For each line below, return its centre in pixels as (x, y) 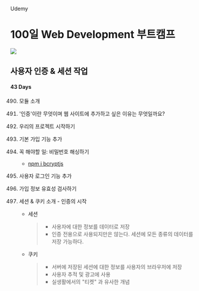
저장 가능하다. (68, 242)
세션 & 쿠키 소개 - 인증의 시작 (53, 201)
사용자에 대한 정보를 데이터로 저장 (91, 227)
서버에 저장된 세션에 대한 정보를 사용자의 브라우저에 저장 (117, 267)
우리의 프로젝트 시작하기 (47, 126)
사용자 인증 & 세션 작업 (49, 71)
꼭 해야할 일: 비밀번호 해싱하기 (54, 151)
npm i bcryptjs (46, 163)
